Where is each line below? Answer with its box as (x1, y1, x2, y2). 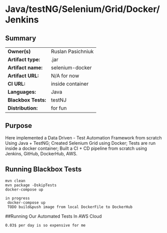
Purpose (5, 121, 32, 130)
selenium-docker (50, 64, 92, 71)
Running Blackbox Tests (5, 165, 82, 174)
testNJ (50, 97, 67, 103)
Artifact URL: (7, 72, 39, 79)
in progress (5, 196, 30, 201)
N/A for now (50, 72, 79, 79)
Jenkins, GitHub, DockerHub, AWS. (5, 150, 78, 156)
